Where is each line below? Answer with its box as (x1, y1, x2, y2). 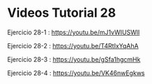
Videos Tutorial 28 (7, 5, 116, 21)
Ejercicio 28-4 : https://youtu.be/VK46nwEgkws (7, 69, 145, 77)
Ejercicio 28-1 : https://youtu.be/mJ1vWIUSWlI (7, 28, 140, 36)
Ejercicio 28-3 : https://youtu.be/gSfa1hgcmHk (7, 55, 141, 64)
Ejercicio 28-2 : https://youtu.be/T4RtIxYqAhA (7, 41, 139, 50)
